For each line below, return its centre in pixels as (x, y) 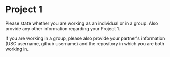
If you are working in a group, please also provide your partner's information (85, 38)
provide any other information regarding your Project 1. (63, 28)
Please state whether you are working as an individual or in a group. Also (82, 23)
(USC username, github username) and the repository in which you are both (85, 43)
